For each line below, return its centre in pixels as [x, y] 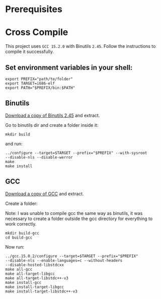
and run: [14, 143]
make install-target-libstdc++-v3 [42, 291]
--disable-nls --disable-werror [39, 157]
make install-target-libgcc [35, 287]
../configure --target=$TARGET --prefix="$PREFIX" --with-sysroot [76, 153]
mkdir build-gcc [22, 233]
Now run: [15, 247]
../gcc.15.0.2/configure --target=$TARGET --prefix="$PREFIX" [72, 256]
